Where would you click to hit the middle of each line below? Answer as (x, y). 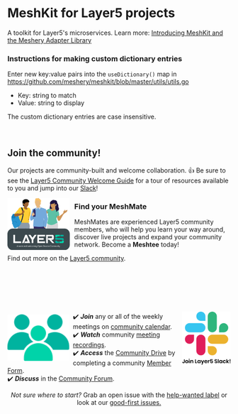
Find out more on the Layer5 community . (67, 258)
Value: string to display (51, 103)
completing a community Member (122, 363)
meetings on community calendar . (123, 327)
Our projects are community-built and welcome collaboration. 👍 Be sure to (117, 170)
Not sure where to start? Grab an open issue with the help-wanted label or (119, 395)
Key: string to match (47, 96)
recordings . (90, 345)
